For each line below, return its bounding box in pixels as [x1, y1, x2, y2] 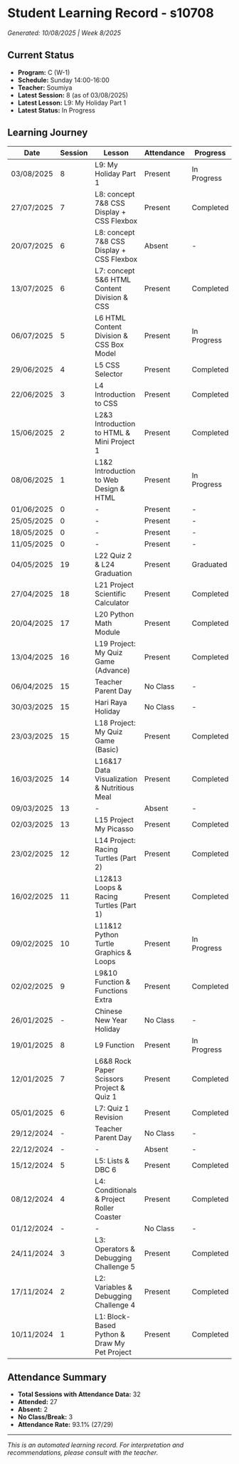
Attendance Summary [7, 1371, 107, 1383]
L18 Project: [95, 718, 137, 728]
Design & [95, 483, 125, 493]
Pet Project [95, 1347, 132, 1357]
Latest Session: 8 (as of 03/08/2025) [17, 90, 129, 99]
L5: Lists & [95, 1156, 130, 1166]
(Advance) [95, 665, 130, 675]
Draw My [95, 1338, 126, 1348]
